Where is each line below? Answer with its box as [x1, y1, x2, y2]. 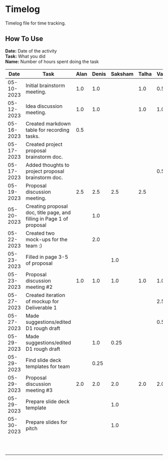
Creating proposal [25, 203, 68, 210]
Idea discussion [25, 103, 62, 110]
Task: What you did [5, 53, 46, 59]
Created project [25, 141, 62, 148]
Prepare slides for [25, 418, 67, 425]
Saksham [110, 70, 134, 77]
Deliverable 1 [25, 304, 57, 311]
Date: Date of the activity [5, 48, 57, 54]
